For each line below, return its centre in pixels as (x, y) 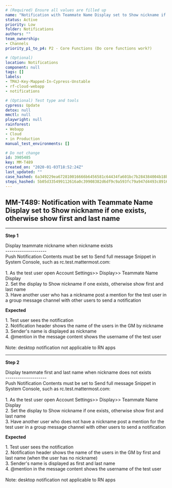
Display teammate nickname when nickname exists (59, 246)
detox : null (18, 110)
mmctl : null (18, 115)
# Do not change (23, 153)
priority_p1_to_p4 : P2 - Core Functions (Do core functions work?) (79, 48)
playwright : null (24, 120)
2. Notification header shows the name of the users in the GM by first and (83, 452)
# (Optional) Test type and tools (42, 100)
